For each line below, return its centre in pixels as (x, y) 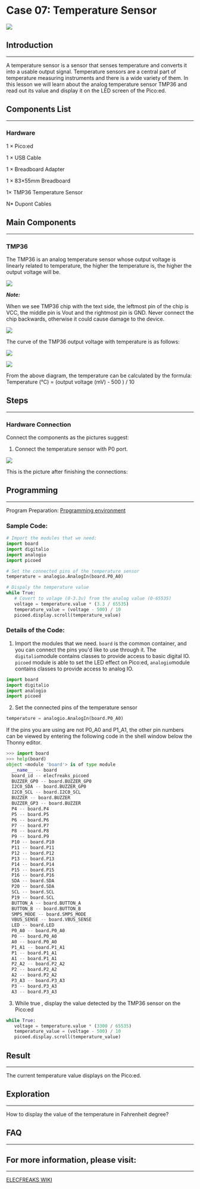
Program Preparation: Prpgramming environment (66, 510)
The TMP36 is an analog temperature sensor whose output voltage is (91, 259)
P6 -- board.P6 (30, 820)
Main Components (41, 223)
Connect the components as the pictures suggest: (68, 437)
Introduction (30, 45)
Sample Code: (27, 526)
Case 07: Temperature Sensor (82, 10)
